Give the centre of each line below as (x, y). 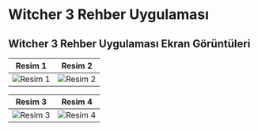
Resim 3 (31, 102)
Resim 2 (77, 66)
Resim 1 (31, 66)
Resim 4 (77, 102)
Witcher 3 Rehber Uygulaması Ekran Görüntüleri (129, 44)
